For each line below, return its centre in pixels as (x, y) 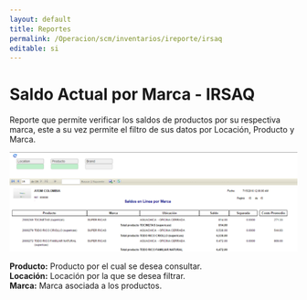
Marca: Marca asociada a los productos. (86, 285)
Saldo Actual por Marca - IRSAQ (132, 95)
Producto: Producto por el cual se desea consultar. (106, 266)
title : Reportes (40, 29)
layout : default (40, 19)
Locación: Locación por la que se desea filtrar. (97, 275)
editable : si (34, 48)
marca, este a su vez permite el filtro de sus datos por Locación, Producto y (152, 130)
